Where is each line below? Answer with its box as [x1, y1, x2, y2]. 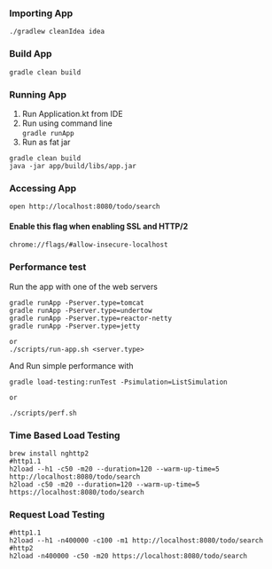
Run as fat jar [21, 136, 71, 147]
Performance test [9, 261, 87, 273]
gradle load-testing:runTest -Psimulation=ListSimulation [9, 378, 228, 386]
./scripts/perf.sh [9, 409, 77, 417]
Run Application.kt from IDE [21, 108, 123, 119]
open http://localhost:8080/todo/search [9, 202, 161, 211]
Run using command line [21, 118, 113, 129]
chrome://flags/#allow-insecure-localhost [9, 240, 168, 250]
